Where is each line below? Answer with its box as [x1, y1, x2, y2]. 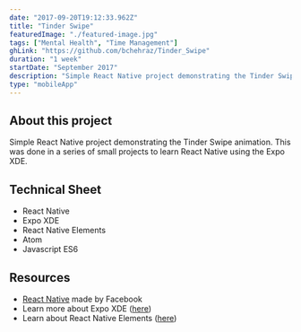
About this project [9, 113, 113, 128]
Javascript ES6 [21, 244, 79, 255]
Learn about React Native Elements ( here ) [21, 313, 177, 324]
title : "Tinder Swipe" [9, 22, 94, 31]
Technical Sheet [9, 181, 102, 197]
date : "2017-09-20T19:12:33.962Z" [9, 13, 139, 22]
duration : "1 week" [9, 55, 82, 64]
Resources [9, 270, 71, 285]
